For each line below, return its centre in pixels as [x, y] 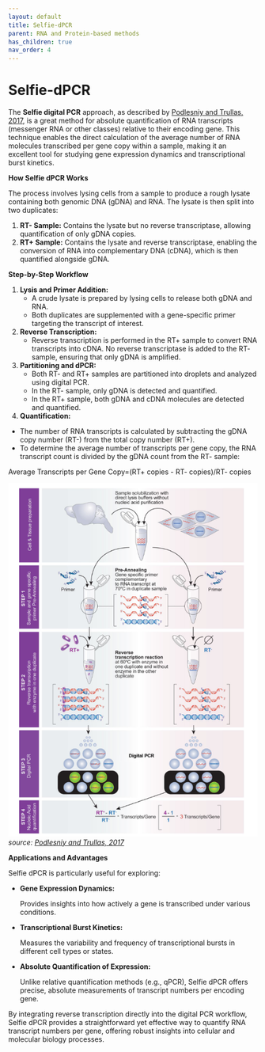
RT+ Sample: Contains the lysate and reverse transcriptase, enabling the [138, 242]
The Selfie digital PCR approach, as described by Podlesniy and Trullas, [126, 112]
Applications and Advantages [58, 857]
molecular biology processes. [57, 1039]
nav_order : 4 [30, 50]
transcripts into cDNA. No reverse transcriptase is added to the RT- [141, 349]
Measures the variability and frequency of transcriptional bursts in [127, 943]
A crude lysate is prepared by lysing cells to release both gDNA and [142, 298]
